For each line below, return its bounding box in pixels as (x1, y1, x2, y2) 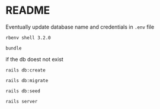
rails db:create (5, 67, 46, 73)
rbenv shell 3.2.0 (5, 35, 51, 41)
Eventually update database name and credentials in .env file (5, 23, 155, 30)
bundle (5, 45, 22, 51)
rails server (5, 98, 38, 104)
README (5, 4, 50, 17)
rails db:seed (5, 88, 41, 94)
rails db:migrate (5, 77, 49, 83)
